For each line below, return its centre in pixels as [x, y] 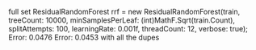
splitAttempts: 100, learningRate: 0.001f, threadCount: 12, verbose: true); [128, 29]
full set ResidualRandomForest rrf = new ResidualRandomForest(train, [124, 12]
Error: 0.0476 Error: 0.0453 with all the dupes [84, 37]
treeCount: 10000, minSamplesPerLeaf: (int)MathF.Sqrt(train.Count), [122, 20]
